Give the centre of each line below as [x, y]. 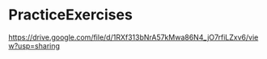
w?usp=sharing [34, 45]
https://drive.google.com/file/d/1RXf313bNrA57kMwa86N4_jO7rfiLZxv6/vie [133, 37]
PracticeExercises [71, 15]
